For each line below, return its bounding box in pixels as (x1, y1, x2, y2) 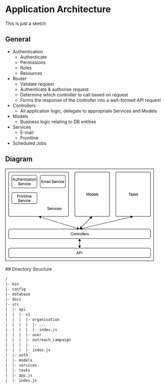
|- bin (5, 281, 19, 287)
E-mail (20, 129, 34, 135)
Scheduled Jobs (12, 140, 47, 146)
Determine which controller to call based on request (20, 91, 129, 97)
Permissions (20, 59, 46, 65)
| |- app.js (5, 373, 33, 378)
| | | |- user (5, 332, 42, 337)
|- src (5, 302, 19, 307)
